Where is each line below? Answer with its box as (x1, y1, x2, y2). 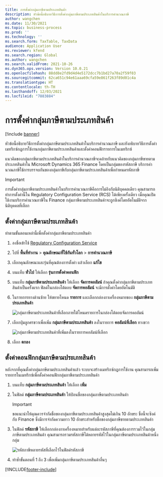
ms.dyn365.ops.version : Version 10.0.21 (5, 67, 89, 71)
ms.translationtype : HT (5, 80, 54, 85)
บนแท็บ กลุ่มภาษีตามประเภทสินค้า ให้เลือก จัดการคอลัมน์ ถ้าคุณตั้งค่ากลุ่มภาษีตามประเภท (12, 279, 152, 285)
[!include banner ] (5, 131, 40, 137)
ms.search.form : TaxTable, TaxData (5, 39, 77, 44)
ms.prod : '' (5, 30, 29, 35)
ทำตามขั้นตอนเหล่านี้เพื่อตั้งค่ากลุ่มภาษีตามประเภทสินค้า (5, 230, 91, 236)
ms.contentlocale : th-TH (5, 84, 55, 90)
